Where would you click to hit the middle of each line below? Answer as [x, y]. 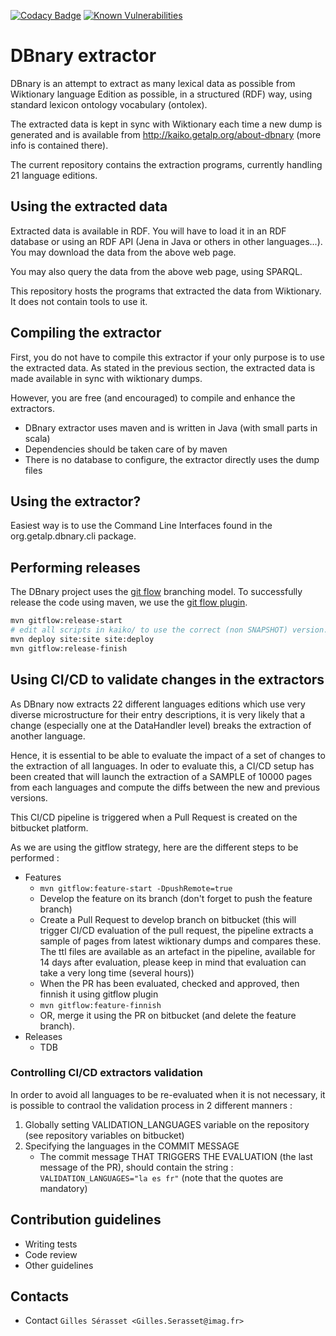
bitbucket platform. [49, 827]
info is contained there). [59, 145]
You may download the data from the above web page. [123, 252]
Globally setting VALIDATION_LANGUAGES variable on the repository [167, 1124]
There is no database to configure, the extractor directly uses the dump [172, 459]
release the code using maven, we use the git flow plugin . [129, 602]
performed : [35, 857]
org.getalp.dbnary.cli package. [73, 536]
